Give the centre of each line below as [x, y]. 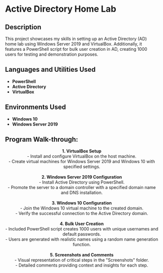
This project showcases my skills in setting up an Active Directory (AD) [76, 39]
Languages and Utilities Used [50, 70]
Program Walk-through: [42, 139]
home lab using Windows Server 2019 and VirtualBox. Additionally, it [73, 44]
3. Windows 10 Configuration [82, 203]
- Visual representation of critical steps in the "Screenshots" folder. [82, 260]
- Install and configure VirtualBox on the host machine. [82, 156]
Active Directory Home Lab [61, 9]
